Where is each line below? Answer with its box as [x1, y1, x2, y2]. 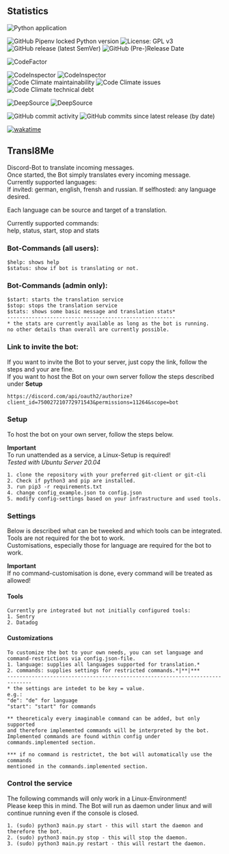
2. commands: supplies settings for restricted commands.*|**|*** [7, 667, 200, 674]
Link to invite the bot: [7, 342, 79, 352]
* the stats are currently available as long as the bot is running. [7, 320, 210, 328]
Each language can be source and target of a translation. [7, 206, 167, 214]
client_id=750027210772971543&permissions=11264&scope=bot [7, 399, 179, 406]
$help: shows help [7, 258, 59, 266]
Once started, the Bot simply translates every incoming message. [7, 171, 191, 179]
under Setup [7, 380, 43, 388]
